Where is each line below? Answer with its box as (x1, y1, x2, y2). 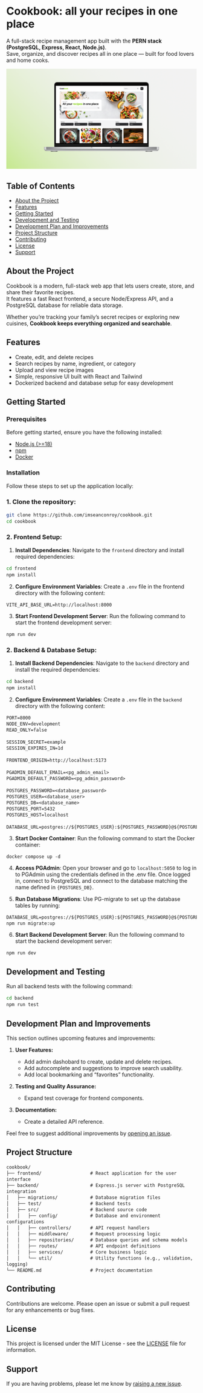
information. (6, 1346, 37, 1354)
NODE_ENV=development (6, 721, 61, 727)
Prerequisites (6, 414, 47, 423)
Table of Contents (6, 181, 76, 191)
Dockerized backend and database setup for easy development (14, 379, 173, 386)
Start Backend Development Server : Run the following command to (14, 931, 185, 938)
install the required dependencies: (14, 666, 100, 673)
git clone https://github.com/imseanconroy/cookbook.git (6, 511, 153, 518)
